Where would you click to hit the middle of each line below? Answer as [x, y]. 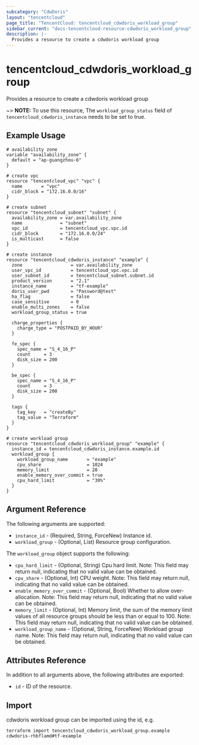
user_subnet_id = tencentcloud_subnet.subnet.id [83, 276]
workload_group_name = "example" [67, 459]
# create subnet [26, 207]
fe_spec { [24, 344]
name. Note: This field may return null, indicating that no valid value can [104, 635]
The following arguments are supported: [56, 523]
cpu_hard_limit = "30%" [61, 480]
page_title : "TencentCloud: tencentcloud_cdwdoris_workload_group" [92, 23]
